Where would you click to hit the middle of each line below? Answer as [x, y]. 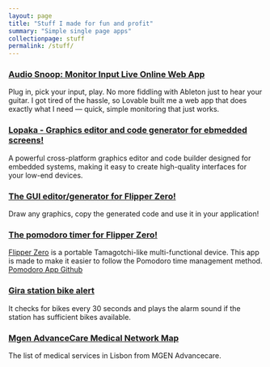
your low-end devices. [46, 175]
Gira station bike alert [51, 291]
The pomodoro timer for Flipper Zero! [83, 234]
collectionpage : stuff [46, 38]
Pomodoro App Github [46, 270]
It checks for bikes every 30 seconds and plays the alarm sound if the [124, 308]
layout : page [30, 16]
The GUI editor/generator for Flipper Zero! [92, 196]
